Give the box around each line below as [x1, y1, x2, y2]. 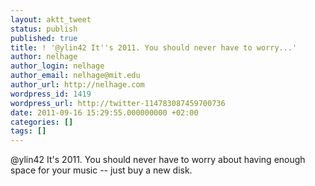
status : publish [10, 24, 78, 34]
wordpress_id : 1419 [10, 89, 92, 99]
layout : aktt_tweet [10, 14, 92, 25]
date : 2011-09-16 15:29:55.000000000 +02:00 [10, 107, 199, 118]
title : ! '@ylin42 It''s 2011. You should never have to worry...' [10, 42, 298, 53]
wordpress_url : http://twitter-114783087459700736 [10, 98, 226, 108]
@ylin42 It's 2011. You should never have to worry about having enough [10, 154, 306, 166]
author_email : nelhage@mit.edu [10, 71, 141, 81]
